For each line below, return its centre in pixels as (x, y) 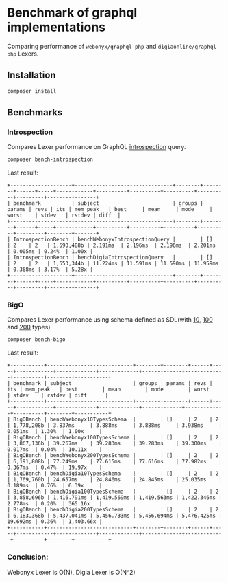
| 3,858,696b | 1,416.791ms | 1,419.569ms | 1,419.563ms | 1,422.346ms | (115, 498)
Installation (31, 75)
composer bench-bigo (37, 340)
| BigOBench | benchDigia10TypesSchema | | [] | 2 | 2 (113, 474)
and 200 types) (29, 327)
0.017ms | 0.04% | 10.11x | (55, 450)
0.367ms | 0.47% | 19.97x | (55, 468)
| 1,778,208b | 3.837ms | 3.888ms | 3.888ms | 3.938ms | (115, 426)
